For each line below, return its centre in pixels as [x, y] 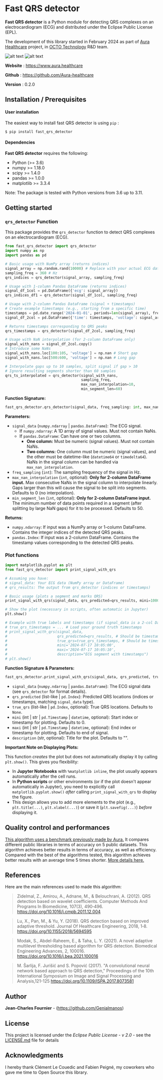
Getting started [29, 208]
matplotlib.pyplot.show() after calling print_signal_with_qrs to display [84, 792]
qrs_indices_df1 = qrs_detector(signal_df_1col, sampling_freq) [71, 295]
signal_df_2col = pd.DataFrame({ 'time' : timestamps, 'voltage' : [71, 318]
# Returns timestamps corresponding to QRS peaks [56, 326]
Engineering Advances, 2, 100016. [51, 951]
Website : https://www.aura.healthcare [44, 65]
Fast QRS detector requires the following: [47, 153]
